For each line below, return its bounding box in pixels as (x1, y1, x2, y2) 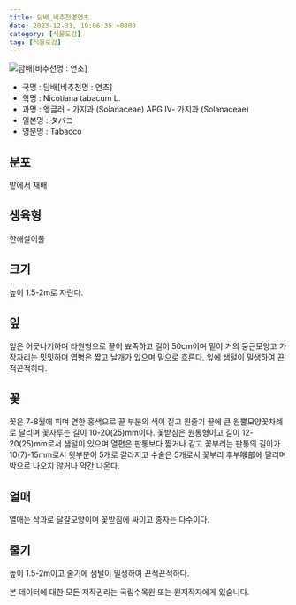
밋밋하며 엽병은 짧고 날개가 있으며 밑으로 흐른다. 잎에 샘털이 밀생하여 (39, 352, 276, 362)
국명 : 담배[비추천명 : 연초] (21, 81, 113, 93)
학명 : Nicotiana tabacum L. (21, 93, 121, 104)
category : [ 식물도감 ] (9, 29, 81, 38)
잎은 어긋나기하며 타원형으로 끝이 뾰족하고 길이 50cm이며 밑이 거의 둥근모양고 (9, 340, 277, 351)
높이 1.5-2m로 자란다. (9, 287, 84, 298)
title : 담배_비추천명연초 (9, 12, 90, 22)
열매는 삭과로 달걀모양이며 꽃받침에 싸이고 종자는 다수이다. (9, 515, 210, 525)
